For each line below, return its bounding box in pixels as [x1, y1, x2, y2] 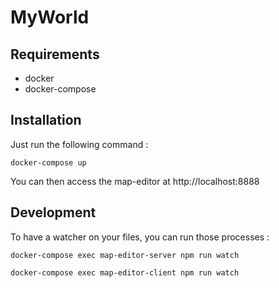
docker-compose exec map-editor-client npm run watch [10, 267, 240, 278]
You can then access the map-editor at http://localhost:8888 [10, 175, 260, 187]
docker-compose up [10, 157, 87, 168]
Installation [10, 112, 82, 129]
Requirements [10, 46, 100, 63]
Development [10, 204, 97, 221]
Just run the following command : [10, 138, 149, 150]
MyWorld [10, 6, 90, 29]
